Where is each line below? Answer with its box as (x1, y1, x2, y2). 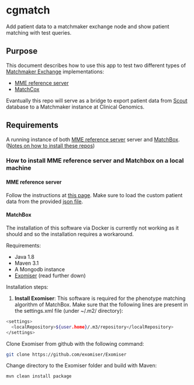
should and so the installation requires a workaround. (6, 230, 134, 238)
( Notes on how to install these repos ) (6, 142, 95, 149)
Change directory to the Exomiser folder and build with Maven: (6, 362, 157, 369)
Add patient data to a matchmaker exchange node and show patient (6, 23, 169, 30)
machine (6, 164, 32, 172)
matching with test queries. (6, 29, 72, 36)
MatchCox (14, 86, 40, 93)
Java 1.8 (14, 253, 35, 260)
